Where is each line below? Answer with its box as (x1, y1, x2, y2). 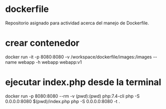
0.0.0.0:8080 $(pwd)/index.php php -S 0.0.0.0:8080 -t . (5, 98, 120, 104)
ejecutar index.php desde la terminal (5, 77, 161, 88)
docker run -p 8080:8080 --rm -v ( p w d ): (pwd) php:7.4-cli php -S (5, 93, 140, 99)
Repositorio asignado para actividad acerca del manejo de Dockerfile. (5, 20, 149, 26)
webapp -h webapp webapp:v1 (18, 59, 82, 65)
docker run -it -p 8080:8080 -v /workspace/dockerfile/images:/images (5, 54, 152, 60)
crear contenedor (5, 37, 80, 49)
